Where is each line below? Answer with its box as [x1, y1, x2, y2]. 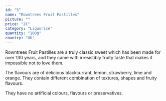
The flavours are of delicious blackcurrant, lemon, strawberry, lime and [5, 69, 152, 75]
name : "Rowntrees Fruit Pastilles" [5, 12, 80, 17]
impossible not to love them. [5, 60, 64, 66]
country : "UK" [5, 36, 35, 41]
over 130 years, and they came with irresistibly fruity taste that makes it [5, 54, 153, 60]
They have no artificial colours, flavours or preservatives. [5, 90, 123, 96]
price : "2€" [5, 21, 30, 27]
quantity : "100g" [5, 31, 42, 36]
